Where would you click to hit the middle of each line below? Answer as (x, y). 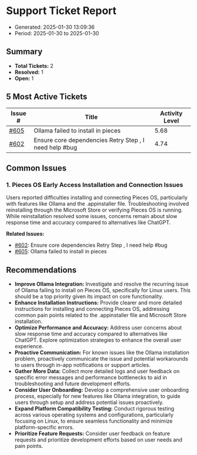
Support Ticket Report (61, 11)
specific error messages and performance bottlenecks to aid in (91, 378)
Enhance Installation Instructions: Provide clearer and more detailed (98, 303)
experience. (29, 347)
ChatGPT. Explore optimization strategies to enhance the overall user (98, 340)
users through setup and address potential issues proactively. (89, 402)
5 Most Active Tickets (47, 97)
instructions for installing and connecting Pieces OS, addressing (92, 309)
